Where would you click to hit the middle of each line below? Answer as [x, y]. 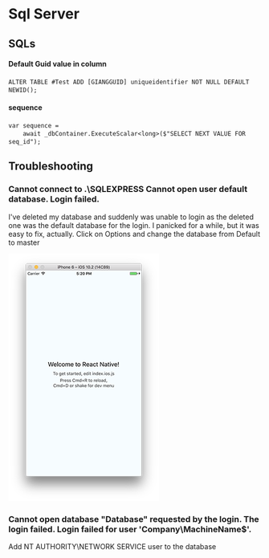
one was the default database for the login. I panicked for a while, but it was [134, 225]
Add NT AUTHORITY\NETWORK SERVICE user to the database [112, 546]
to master [24, 242]
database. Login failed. [54, 199]
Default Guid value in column [57, 64]
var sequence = [34, 125]
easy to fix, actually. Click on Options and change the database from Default [134, 234]
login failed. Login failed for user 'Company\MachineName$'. [130, 529]
